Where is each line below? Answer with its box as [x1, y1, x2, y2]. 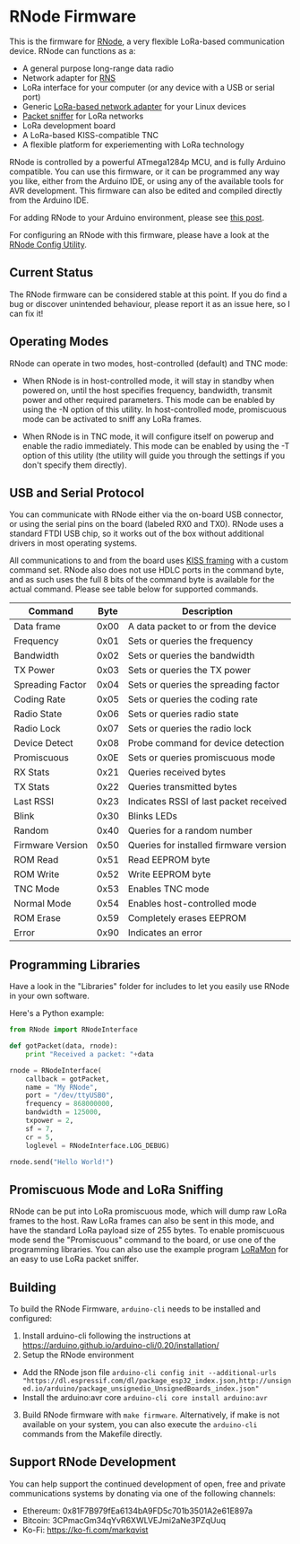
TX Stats [13, 781, 50, 794]
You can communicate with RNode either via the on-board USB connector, [9, 509, 284, 520]
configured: [9, 1313, 52, 1324]
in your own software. [9, 990, 90, 1002]
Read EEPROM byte [127, 854, 210, 866]
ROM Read [13, 854, 59, 866]
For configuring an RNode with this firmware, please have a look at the [9, 229, 270, 240]
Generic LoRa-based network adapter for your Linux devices [21, 101, 246, 111]
